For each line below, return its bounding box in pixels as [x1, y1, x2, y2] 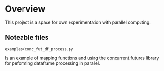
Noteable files [5, 34, 49, 42]
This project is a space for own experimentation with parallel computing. [5, 19, 151, 25]
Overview [5, 3, 46, 15]
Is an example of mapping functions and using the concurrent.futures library [5, 55, 159, 61]
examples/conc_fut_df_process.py [5, 46, 73, 52]
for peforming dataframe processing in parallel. [5, 60, 100, 66]
